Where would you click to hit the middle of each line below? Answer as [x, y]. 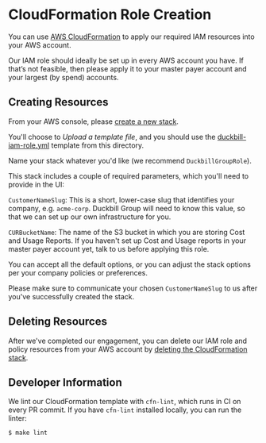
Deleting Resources [58, 322]
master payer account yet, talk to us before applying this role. [109, 248]
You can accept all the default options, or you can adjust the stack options [130, 264]
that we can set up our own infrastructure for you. [90, 217]
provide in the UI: [37, 184]
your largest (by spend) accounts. [64, 77]
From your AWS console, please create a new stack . [93, 121]
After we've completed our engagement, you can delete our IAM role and [128, 341]
